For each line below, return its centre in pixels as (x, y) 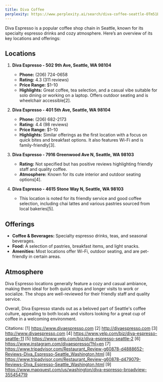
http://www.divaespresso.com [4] (39, 333)
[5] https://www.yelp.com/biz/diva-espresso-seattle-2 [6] (83, 338)
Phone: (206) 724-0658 (43, 75)
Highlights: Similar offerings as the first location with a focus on (83, 135)
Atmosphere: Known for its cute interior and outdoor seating (80, 174)
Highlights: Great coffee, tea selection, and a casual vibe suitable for (88, 90)
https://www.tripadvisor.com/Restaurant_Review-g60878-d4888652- (74, 349)
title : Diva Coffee (25, 9)
